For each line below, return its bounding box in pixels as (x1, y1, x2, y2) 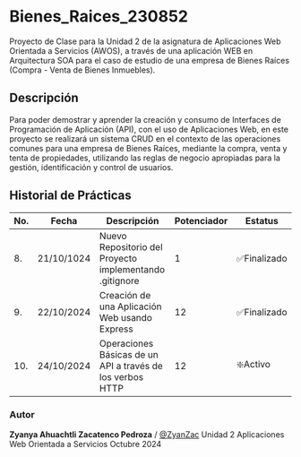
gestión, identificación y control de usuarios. (9, 161, 174, 172)
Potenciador (174, 214, 228, 227)
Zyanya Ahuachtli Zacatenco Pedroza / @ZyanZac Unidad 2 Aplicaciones (9, 428, 285, 440)
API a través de (99, 359, 163, 372)
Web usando (99, 311, 152, 323)
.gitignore (99, 274, 140, 287)
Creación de (99, 289, 151, 301)
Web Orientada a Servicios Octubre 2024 (9, 438, 162, 449)
